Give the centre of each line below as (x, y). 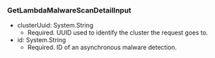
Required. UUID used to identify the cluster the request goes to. (117, 32)
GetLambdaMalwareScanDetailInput (69, 10)
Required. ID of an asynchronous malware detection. (102, 48)
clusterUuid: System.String (55, 26)
